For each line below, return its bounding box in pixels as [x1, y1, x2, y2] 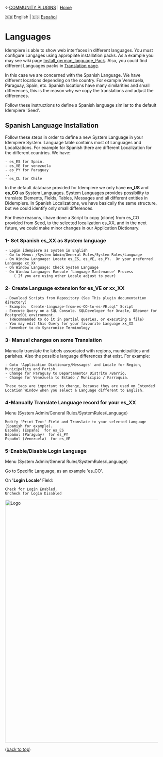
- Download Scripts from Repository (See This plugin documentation [5, 296, 147, 301]
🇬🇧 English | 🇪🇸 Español [5, 14, 57, 19]
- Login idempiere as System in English [5, 248, 88, 253]
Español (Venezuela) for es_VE [5, 436, 70, 441]
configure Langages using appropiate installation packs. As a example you [5, 52, 154, 58]
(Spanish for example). [5, 424, 53, 428]
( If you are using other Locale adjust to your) [14, 274, 116, 279]
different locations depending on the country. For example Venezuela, [5, 77, 145, 83]
